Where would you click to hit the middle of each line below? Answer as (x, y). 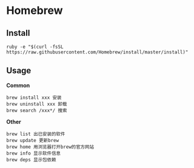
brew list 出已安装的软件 (36, 134)
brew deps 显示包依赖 (31, 160)
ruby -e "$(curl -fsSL (35, 47)
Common (18, 85)
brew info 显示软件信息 (33, 153)
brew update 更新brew (33, 140)
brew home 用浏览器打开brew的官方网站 (50, 147)
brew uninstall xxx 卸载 (37, 104)
